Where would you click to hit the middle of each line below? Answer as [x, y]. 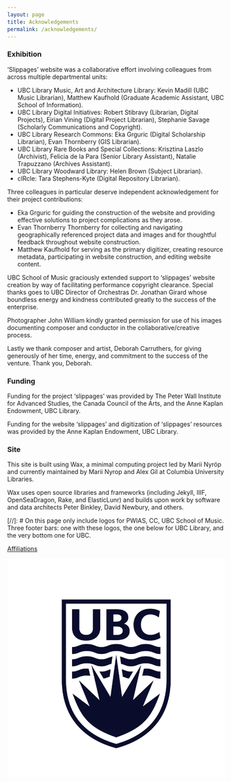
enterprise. [23, 307]
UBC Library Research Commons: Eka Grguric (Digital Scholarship [111, 134]
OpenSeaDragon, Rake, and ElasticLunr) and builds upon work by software [114, 500]
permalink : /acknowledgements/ [52, 29]
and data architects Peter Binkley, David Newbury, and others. [96, 507]
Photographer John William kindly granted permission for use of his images [114, 320]
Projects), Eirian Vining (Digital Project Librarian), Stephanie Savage [113, 119]
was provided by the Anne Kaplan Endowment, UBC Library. [93, 431]
